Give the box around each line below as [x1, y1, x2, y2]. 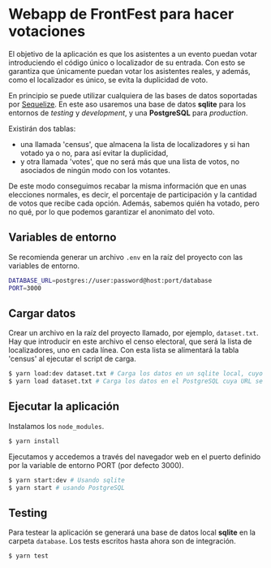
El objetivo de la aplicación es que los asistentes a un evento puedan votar [8, 49, 258, 59]
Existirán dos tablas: [8, 124, 76, 133]
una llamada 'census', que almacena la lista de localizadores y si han [19, 139, 250, 149]
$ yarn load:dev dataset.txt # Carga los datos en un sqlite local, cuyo [8, 370, 264, 378]
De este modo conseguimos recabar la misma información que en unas [8, 180, 247, 191]
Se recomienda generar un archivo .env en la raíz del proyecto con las [8, 252, 243, 262]
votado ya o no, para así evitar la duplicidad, [19, 148, 169, 158]
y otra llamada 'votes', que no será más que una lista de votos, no [19, 156, 240, 167]
